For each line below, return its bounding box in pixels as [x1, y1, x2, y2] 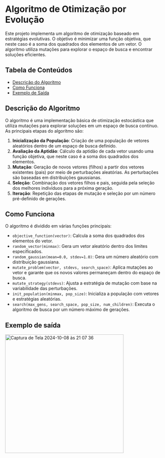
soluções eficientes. [5, 51, 46, 58]
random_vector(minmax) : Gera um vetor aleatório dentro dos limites [12, 243, 148, 249]
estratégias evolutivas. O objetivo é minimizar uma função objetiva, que [5, 36, 151, 42]
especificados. [12, 248, 43, 254]
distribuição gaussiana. [12, 259, 60, 265]
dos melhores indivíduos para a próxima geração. [12, 185, 114, 191]
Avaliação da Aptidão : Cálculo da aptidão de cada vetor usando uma [12, 148, 154, 154]
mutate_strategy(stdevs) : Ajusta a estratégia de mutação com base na [12, 280, 157, 286]
